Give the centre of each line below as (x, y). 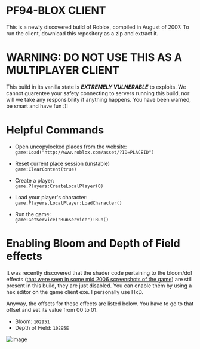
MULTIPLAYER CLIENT (63, 70)
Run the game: (33, 214)
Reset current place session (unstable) (62, 163)
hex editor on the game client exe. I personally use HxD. (75, 292)
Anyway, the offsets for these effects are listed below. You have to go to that (100, 304)
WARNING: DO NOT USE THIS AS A (94, 58)
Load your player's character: (51, 197)
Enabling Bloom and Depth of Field (93, 244)
